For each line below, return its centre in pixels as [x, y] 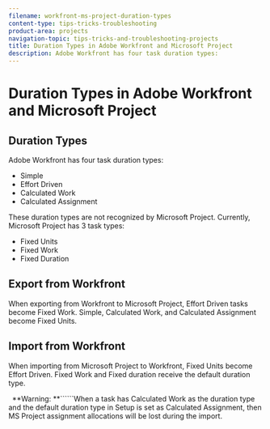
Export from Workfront [67, 284]
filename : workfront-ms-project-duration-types [90, 16]
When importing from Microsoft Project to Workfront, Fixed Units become [131, 366]
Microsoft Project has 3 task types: [67, 226]
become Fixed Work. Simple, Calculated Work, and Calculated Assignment [132, 312]
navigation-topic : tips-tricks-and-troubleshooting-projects [114, 38]
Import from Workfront [67, 346]
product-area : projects [49, 31]
